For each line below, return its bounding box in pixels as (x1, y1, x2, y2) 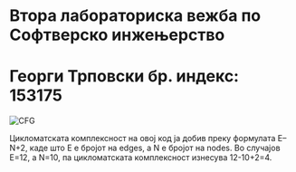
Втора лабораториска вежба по (9, 5, 261, 26)
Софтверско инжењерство (9, 24, 225, 45)
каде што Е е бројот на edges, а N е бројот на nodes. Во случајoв (29, 142, 281, 154)
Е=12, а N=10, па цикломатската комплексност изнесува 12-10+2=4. (9, 152, 272, 163)
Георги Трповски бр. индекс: (9, 66, 240, 87)
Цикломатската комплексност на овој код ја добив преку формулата (9, 133, 276, 144)
